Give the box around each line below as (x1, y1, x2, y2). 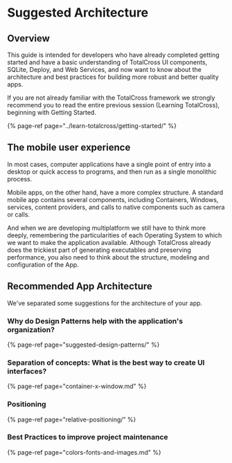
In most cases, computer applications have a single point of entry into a (7, 160, 211, 168)
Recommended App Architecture (7, 280, 152, 292)
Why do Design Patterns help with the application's (7, 316, 184, 326)
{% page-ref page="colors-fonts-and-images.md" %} (7, 448, 161, 456)
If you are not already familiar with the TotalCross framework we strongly (7, 93, 215, 102)
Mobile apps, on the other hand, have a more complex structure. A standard (7, 188, 224, 197)
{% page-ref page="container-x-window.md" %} (7, 382, 147, 390)
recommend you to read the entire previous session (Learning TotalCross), (7, 101, 220, 109)
